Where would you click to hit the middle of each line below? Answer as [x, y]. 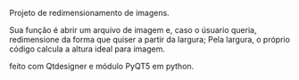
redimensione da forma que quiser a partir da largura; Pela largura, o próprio [149, 40]
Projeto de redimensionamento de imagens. [89, 13]
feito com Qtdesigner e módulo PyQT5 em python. [102, 66]
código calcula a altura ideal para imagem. [87, 49]
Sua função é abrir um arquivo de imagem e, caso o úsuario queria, [133, 30]
